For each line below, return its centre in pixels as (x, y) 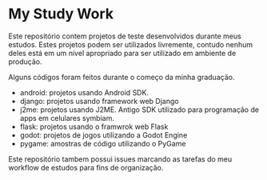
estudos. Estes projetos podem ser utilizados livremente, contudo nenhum (131, 44)
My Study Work (61, 14)
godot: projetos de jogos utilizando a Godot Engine (104, 135)
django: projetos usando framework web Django (99, 101)
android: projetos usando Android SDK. (84, 92)
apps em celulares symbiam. (67, 118)
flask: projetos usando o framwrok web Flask (94, 126)
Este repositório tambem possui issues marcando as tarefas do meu (120, 159)
